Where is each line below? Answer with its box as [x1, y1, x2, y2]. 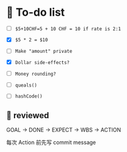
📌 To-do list [6, 5, 65, 19]
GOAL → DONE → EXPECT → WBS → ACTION [6, 127, 121, 134]
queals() [15, 82, 37, 88]
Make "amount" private [15, 48, 73, 55]
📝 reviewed [6, 110, 50, 121]
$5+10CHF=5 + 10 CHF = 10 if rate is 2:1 [15, 25, 121, 32]
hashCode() [15, 93, 43, 99]
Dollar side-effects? [15, 60, 70, 66]
